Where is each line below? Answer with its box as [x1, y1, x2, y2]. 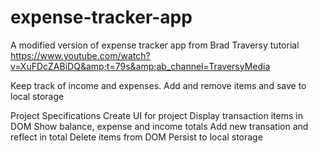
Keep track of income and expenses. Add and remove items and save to [10, 79, 307, 91]
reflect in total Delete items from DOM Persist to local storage [10, 131, 263, 143]
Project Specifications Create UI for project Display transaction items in [10, 109, 303, 121]
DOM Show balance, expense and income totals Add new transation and [10, 120, 309, 132]
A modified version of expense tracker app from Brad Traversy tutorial [10, 39, 300, 51]
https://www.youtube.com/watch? [10, 49, 151, 61]
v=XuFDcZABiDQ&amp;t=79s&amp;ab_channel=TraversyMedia [10, 60, 271, 72]
